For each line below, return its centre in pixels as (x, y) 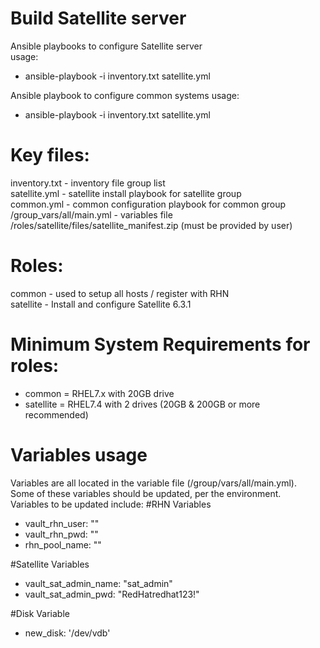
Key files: (50, 155)
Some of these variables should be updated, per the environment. (146, 493)
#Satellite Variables (50, 564)
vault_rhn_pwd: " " (61, 534)
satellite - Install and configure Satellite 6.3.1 (101, 304)
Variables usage (79, 454)
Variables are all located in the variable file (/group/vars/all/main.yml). (154, 483)
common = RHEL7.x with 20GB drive (99, 393)
